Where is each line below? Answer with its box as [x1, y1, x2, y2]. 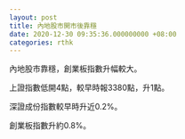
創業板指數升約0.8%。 [9, 120, 92, 131]
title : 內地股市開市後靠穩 [9, 21, 98, 30]
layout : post [9, 12, 58, 22]
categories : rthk [9, 37, 74, 47]
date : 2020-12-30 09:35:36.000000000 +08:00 [9, 29, 177, 38]
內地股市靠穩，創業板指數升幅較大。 [9, 63, 142, 74]
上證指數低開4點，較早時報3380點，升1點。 [9, 82, 170, 94]
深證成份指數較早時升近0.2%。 [9, 102, 123, 112]
